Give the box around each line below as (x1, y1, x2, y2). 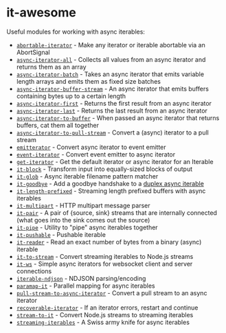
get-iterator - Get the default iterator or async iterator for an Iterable (16, 157, 214, 165)
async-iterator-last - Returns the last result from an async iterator (16, 106, 207, 115)
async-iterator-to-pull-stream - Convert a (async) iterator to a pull (16, 128, 209, 137)
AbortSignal (16, 48, 50, 56)
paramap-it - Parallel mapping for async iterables (16, 282, 155, 290)
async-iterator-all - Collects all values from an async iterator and (16, 55, 206, 63)
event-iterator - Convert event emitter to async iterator (16, 150, 176, 159)
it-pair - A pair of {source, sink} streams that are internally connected (16, 208, 218, 217)
